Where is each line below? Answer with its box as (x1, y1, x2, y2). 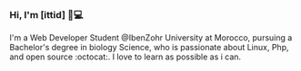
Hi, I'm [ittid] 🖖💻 (9, 8, 84, 21)
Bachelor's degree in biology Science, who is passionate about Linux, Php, (9, 42, 289, 53)
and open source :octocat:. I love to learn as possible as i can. (9, 51, 242, 62)
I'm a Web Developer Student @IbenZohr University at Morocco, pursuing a (9, 32, 293, 43)
